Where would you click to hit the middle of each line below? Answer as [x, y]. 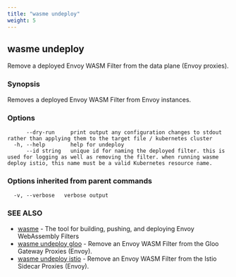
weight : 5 [22, 20]
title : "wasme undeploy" [44, 14]
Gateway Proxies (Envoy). [55, 251]
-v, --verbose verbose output [61, 196]
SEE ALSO [25, 214]
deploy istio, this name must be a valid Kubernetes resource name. [110, 163]
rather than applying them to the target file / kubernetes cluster [110, 138]
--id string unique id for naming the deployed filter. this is [125, 151]
